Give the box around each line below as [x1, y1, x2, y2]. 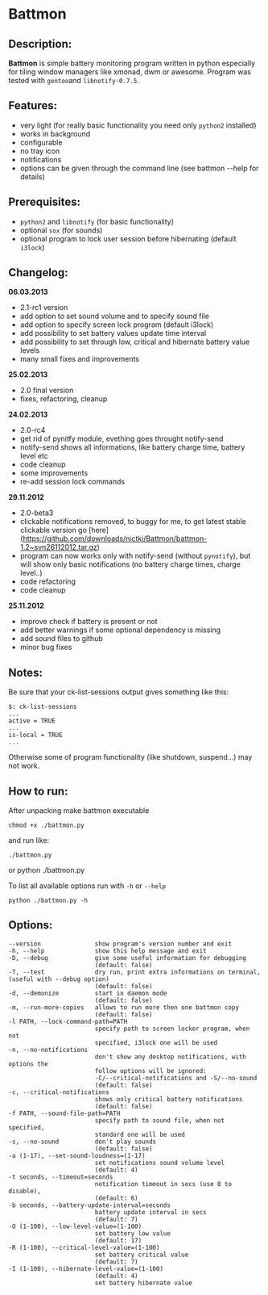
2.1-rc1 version [19, 303, 68, 312]
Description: [8, 37, 72, 51]
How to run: [8, 784, 68, 798]
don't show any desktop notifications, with [94, 1053, 247, 1061]
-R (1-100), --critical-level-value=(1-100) [8, 1243, 160, 1251]
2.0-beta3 [19, 508, 54, 518]
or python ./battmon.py [8, 865, 85, 875]
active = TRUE [8, 717, 56, 725]
